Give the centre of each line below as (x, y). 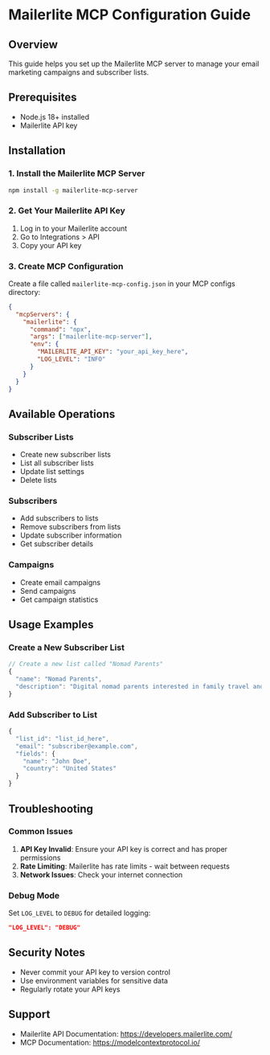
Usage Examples (51, 625)
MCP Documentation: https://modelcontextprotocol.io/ (110, 1042)
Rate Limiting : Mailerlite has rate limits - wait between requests (125, 866)
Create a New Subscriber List (66, 648)
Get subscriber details (57, 544)
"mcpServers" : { (43, 314)
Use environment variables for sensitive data (94, 980)
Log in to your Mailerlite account (74, 228)
